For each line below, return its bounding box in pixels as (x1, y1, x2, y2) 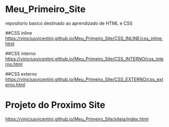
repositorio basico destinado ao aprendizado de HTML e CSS (5, 20, 133, 26)
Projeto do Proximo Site (5, 99, 105, 111)
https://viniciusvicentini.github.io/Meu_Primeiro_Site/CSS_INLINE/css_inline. (5, 35, 163, 41)
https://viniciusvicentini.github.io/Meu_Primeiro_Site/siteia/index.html (5, 116, 149, 122)
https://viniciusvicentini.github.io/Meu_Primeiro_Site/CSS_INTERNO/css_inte (5, 55, 164, 61)
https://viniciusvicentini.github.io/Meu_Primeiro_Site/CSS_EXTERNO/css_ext (5, 76, 163, 82)
